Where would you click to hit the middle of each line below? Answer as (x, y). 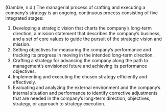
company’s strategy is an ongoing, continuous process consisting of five (82, 13)
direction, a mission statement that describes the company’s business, (87, 33)
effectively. (24, 82)
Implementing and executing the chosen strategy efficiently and (80, 77)
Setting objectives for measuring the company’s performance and (82, 50)
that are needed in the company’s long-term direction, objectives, (81, 98)
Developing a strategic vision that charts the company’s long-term (82, 28)
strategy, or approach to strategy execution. (59, 104)
